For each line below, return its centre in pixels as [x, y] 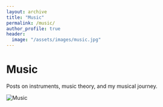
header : [16, 34]
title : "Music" [25, 17]
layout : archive [27, 12]
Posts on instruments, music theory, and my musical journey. [82, 86]
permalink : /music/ [31, 23]
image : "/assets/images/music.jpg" [56, 40]
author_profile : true [34, 29]
